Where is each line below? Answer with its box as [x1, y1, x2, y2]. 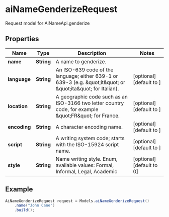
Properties [5, 35, 39, 43]
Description [77, 49, 107, 56]
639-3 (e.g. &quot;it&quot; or [55, 79, 126, 86]
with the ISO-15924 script [55, 141, 119, 148]
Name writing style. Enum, [55, 155, 118, 162]
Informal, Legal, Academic [55, 168, 118, 175]
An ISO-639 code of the [55, 66, 114, 73]
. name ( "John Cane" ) [14, 203, 55, 208]
